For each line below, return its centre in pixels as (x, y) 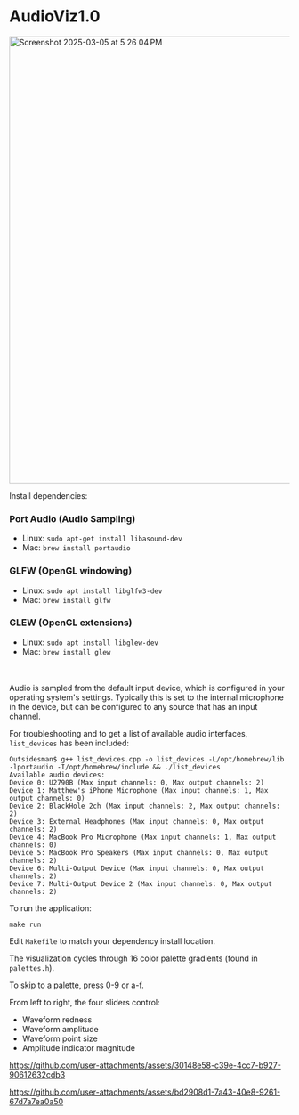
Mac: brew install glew (66, 651)
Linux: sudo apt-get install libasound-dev (102, 538)
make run (25, 924)
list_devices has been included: (69, 743)
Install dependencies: (48, 495)
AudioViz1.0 (55, 16)
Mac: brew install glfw (66, 599)
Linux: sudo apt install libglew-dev (90, 642)
